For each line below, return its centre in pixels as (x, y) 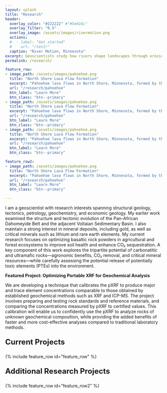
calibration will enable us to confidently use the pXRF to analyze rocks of (80, 312)
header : (13, 19)
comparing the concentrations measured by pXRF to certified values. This (81, 306)
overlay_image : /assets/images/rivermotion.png (60, 33)
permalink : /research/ (29, 61)
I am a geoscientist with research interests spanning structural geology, (78, 208)
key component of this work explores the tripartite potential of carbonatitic (82, 250)
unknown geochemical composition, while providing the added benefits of (81, 317)
